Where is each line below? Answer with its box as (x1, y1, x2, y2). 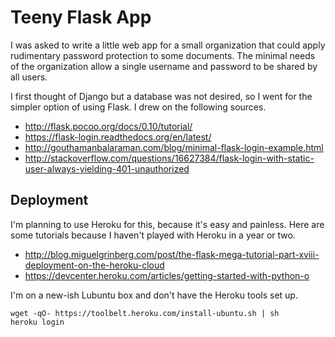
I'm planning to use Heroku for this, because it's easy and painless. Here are (10, 218, 325, 230)
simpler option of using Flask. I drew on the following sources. (10, 101, 267, 113)
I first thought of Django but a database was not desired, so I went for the (10, 90, 313, 102)
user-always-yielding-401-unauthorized (24, 162, 190, 175)
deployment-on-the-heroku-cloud (24, 259, 165, 271)
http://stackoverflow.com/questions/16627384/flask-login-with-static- (24, 152, 315, 164)
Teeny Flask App (10, 6, 152, 29)
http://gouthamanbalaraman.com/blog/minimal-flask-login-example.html (24, 141, 324, 153)
